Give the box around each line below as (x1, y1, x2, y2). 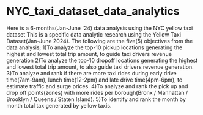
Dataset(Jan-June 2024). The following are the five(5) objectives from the (6, 37, 193, 44)
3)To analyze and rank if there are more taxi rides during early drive (6, 69, 177, 77)
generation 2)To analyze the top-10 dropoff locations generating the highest (6, 57, 198, 64)
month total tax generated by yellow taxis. (6, 102, 112, 109)
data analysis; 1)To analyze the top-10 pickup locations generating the (6, 44, 183, 51)
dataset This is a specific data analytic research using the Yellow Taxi (6, 30, 182, 38)
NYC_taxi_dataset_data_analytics (6, 4, 180, 18)
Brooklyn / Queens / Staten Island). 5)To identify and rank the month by (6, 96, 186, 103)
